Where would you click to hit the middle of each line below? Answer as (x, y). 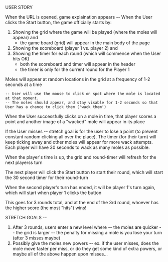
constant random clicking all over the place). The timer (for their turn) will (81, 137)
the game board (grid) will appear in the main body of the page (85, 43)
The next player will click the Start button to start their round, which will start (84, 172)
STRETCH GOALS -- (26, 217)
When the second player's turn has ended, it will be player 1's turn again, (80, 187)
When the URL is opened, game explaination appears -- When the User (79, 17)
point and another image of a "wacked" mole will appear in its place (75, 122)
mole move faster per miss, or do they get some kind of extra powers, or (87, 249)
